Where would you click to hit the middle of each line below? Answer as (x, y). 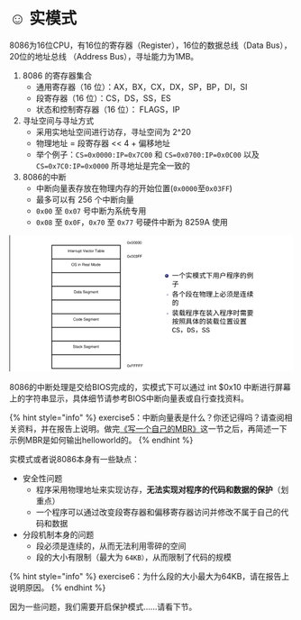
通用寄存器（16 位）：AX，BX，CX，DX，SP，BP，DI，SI (141, 87)
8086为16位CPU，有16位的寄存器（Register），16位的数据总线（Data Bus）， (150, 45)
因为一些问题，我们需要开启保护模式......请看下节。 (103, 607)
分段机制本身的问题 (58, 535)
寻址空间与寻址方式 (58, 120)
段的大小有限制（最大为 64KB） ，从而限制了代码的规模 (134, 557)
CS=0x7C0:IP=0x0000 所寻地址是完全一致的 (113, 165)
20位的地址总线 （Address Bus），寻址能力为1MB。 (104, 56)
